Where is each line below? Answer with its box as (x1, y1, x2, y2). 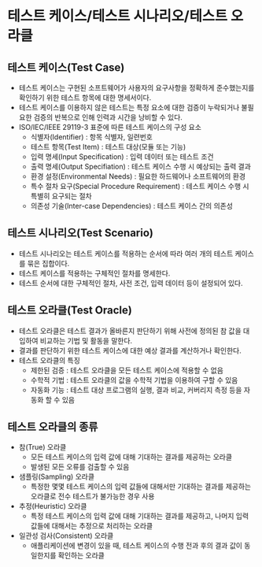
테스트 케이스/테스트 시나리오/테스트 (7, 7, 228, 25)
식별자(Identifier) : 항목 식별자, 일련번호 (30, 132, 153, 142)
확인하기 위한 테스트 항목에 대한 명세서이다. (18, 93, 152, 102)
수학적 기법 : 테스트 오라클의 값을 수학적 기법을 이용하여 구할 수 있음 (30, 375, 238, 384)
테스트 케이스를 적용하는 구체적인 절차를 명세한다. (18, 269, 171, 278)
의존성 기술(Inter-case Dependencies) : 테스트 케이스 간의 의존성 (30, 202, 234, 210)
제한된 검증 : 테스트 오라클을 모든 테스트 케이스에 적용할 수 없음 (30, 365, 223, 375)
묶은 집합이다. (27, 258, 70, 268)
